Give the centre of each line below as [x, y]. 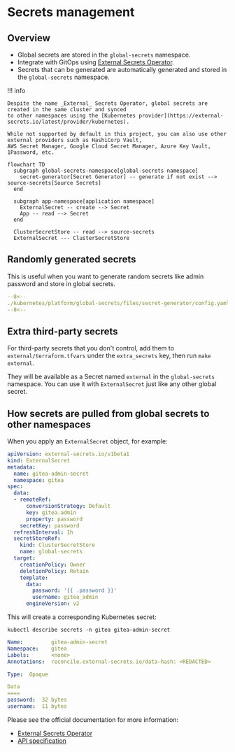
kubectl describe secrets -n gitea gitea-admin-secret [89, 630]
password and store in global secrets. [61, 283]
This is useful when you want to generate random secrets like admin [106, 276]
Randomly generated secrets [72, 260]
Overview [29, 38]
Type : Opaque [28, 674]
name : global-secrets [51, 552]
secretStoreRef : [37, 539]
